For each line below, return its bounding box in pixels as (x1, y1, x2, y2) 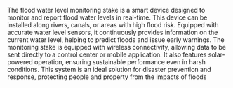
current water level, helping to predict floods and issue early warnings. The (7, 36, 225, 44)
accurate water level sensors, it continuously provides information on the (7, 28, 218, 36)
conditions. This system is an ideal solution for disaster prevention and (7, 66, 211, 73)
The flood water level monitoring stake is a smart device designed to (7, 6, 206, 14)
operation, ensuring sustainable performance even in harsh (34, 58, 206, 66)
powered (7, 58, 33, 66)
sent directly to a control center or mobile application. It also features (7, 50, 207, 59)
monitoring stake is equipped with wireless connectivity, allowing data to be (7, 43, 227, 51)
